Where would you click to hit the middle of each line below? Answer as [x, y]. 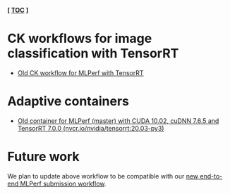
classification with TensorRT [93, 54]
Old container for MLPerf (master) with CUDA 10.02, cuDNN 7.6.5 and [118, 121]
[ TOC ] [18, 10]
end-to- [211, 176]
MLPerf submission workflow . [63, 183]
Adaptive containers [68, 102]
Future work [43, 157]
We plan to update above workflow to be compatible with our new [103, 176]
